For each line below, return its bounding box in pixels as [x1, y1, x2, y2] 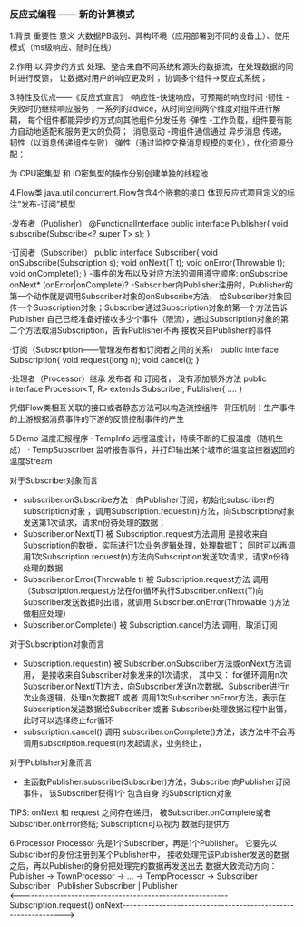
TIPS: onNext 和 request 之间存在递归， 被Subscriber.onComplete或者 [9, 807, 272, 818]
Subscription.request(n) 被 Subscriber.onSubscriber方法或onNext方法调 [22, 658, 292, 670]
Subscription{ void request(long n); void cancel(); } [9, 355, 200, 366]
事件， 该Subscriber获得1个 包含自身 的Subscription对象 [22, 788, 233, 799]
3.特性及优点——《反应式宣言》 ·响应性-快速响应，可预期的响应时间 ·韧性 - [9, 92, 290, 103]
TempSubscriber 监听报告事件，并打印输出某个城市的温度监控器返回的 [31, 444, 295, 456]
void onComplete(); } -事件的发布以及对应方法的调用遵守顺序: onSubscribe [9, 268, 289, 279]
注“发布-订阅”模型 [9, 198, 76, 210]
